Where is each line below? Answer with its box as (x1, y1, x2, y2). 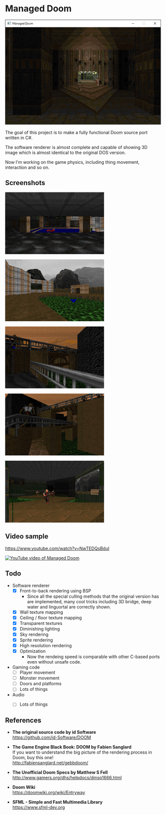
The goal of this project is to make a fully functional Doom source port (5, 130, 148, 136)
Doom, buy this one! (12, 755, 54, 761)
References (5, 716, 41, 724)
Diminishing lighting (19, 625, 60, 631)
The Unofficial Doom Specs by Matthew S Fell (12, 769, 108, 775)
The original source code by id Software (12, 729, 96, 735)
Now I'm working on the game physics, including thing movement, (5, 159, 140, 165)
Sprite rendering (19, 637, 53, 643)
